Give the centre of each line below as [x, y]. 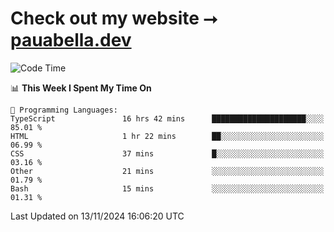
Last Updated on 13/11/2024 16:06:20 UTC [97, 216]
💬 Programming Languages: [64, 110]
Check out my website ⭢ [114, 18]
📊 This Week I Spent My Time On [81, 88]
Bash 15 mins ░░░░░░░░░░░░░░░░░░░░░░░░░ [167, 188]
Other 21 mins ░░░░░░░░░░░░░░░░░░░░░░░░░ [167, 171]
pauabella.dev [71, 40]
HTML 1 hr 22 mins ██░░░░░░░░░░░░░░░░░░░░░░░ [167, 136]
